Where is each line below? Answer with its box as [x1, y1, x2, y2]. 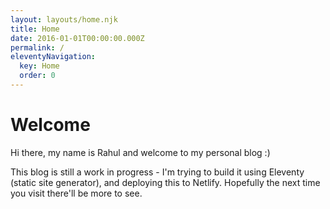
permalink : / [10, 42, 65, 53]
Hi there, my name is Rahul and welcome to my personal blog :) [10, 146, 271, 158]
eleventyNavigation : [10, 52, 97, 62]
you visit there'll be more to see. [10, 187, 143, 199]
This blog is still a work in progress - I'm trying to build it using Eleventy [10, 166, 305, 178]
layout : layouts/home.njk [10, 14, 118, 25]
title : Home [10, 24, 60, 34]
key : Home [19, 61, 60, 71]
